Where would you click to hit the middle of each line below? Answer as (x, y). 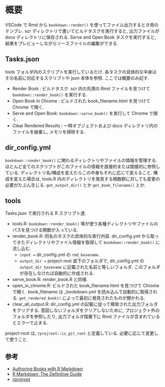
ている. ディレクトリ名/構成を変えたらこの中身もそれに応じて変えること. (79, 172)
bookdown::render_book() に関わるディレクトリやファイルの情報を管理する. (81, 160)
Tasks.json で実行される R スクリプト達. (46, 213)
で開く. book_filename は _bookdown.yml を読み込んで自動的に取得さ (83, 292)
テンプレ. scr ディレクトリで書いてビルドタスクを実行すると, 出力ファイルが (82, 31)
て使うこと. (17, 339)
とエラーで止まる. (30, 323)
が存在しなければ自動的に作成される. (57, 273)
